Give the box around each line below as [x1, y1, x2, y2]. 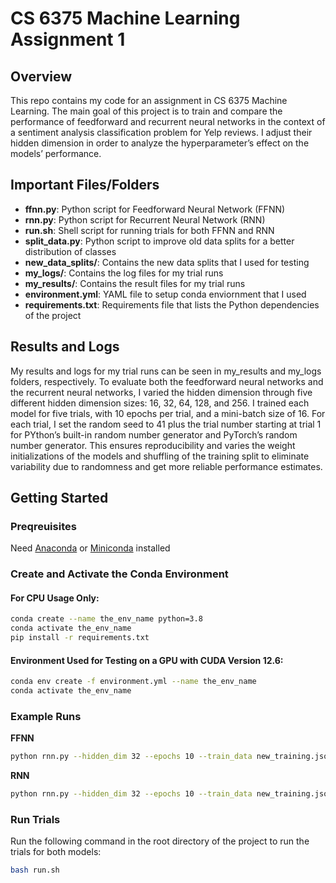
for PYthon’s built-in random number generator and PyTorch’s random [10, 428, 298, 441]
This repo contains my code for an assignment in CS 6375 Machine [10, 95, 288, 106]
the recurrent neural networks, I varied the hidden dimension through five [10, 386, 313, 398]
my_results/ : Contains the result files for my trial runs [24, 277, 246, 289]
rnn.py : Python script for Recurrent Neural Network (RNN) [24, 213, 266, 226]
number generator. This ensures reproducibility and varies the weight [10, 439, 296, 451]
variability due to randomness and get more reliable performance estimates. [10, 460, 323, 472]
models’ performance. [10, 148, 102, 159]
